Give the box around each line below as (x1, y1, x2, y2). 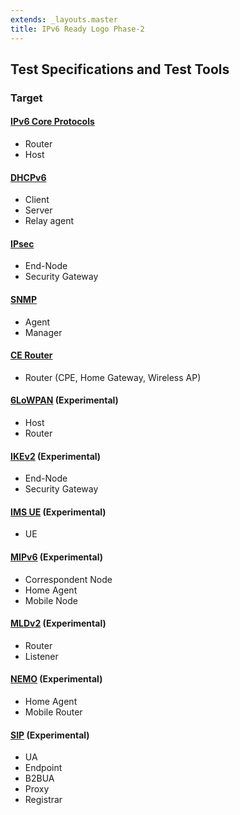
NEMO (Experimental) (10, 673, 103, 685)
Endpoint (24, 762, 63, 774)
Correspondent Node (24, 573, 113, 585)
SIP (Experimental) (10, 729, 90, 741)
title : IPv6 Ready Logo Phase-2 (10, 24, 145, 34)
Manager (24, 326, 63, 338)
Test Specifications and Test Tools (10, 61, 230, 78)
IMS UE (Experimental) (10, 506, 107, 518)
